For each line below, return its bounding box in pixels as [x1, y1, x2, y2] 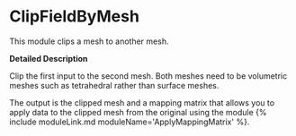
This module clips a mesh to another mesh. [9, 36, 169, 47]
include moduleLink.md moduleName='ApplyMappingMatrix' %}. [9, 116, 250, 127]
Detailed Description [9, 53, 88, 64]
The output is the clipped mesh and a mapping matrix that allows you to [9, 97, 275, 108]
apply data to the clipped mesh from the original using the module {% [9, 106, 267, 117]
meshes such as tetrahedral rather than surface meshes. [9, 80, 220, 90]
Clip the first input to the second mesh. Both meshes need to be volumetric [9, 70, 288, 81]
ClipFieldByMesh [9, 6, 139, 27]
